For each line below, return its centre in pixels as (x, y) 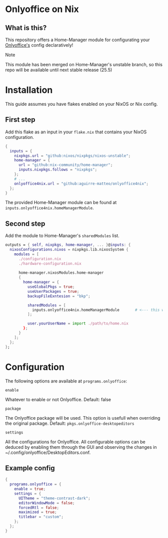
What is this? (26, 28)
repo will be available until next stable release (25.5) (59, 70)
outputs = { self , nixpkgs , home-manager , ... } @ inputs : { (68, 245)
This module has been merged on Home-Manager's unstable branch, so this (84, 64)
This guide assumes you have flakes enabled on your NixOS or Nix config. (81, 104)
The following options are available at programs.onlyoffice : (66, 381)
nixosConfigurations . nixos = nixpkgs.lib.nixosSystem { (69, 250)
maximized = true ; (37, 512)
